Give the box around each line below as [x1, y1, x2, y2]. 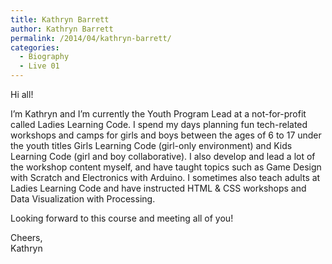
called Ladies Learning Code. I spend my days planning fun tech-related [10, 119, 308, 130]
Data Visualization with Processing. [10, 193, 156, 205]
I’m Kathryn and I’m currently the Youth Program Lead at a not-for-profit [10, 108, 307, 120]
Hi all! [10, 89, 34, 100]
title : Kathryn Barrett [10, 14, 110, 25]
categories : [10, 42, 60, 53]
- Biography [19, 52, 70, 62]
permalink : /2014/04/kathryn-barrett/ [10, 33, 172, 43]
